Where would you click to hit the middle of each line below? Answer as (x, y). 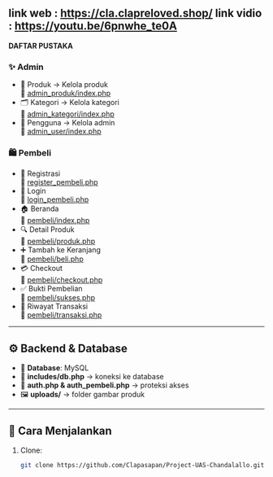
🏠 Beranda (39, 209)
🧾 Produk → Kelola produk (64, 85)
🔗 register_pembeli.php (59, 182)
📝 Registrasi (40, 173)
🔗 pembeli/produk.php (58, 241)
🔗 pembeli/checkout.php (61, 280)
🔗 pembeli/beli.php (52, 259)
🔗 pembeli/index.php (55, 221)
